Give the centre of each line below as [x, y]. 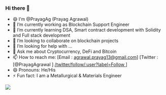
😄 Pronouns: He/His [34, 70]
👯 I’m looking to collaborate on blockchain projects [65, 41]
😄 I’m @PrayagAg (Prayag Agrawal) [51, 19]
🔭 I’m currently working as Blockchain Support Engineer [71, 24]
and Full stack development [41, 36]
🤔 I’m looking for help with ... [42, 46]
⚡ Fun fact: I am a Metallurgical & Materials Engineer [67, 76]
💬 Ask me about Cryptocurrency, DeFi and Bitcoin [64, 52]
